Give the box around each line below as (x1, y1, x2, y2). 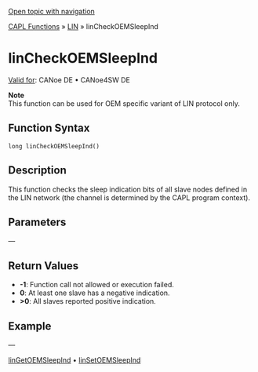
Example (8, 319, 52, 333)
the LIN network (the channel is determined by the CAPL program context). (8, 192, 251, 202)
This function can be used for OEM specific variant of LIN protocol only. (8, 98, 241, 108)
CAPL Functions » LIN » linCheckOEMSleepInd (8, 22, 159, 31)
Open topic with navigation (8, 7, 96, 16)
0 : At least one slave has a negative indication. (19, 288, 170, 297)
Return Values (8, 259, 79, 272)
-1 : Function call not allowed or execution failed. (19, 280, 174, 290)
